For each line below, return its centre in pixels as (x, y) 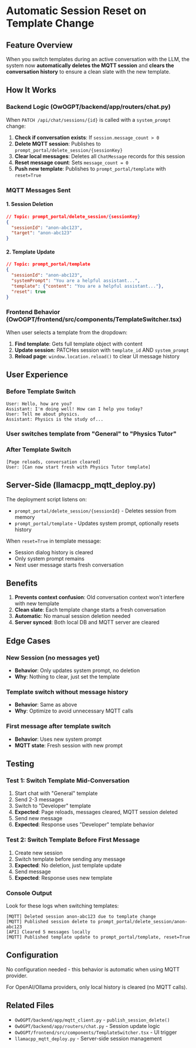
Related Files (30, 1005)
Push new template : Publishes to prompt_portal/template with (90, 168)
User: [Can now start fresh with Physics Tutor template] (78, 467)
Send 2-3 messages (39, 800)
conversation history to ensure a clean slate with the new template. (88, 71)
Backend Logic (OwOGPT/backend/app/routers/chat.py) (89, 107)
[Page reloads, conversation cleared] (53, 462)
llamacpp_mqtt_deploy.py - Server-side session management (88, 1038)
